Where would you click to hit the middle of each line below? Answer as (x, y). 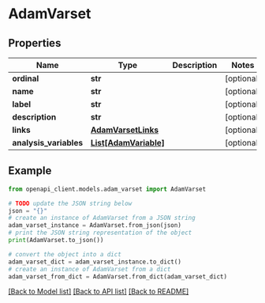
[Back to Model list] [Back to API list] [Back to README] (99, 292)
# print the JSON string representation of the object (100, 233)
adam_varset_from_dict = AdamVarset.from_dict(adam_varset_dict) (118, 276)
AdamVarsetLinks (125, 130)
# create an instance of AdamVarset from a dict (90, 269)
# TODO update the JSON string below (70, 203)
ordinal (26, 78)
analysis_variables (48, 143)
